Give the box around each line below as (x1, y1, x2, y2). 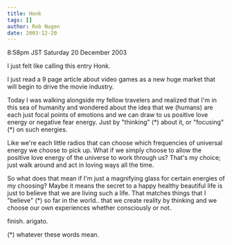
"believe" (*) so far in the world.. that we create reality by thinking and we (7, 197, 217, 205)
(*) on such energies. (7, 125, 68, 134)
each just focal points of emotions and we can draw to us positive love (7, 111, 208, 119)
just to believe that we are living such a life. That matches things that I (7, 189, 206, 197)
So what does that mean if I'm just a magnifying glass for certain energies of (7, 174, 225, 183)
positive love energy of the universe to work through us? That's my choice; (7, 154, 221, 162)
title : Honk (7, 10, 42, 17)
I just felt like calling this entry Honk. (7, 62, 111, 70)
